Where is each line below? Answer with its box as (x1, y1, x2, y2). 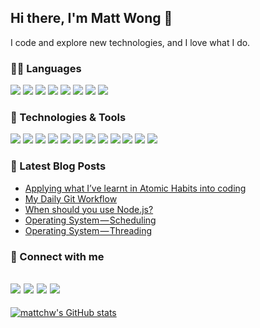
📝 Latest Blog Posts (10, 159, 107, 173)
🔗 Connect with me (10, 249, 105, 263)
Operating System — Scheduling (24, 214, 157, 226)
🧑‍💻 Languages (10, 61, 82, 75)
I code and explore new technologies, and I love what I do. (10, 36, 251, 48)
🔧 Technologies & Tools (10, 111, 127, 125)
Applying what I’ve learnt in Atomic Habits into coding (24, 182, 247, 194)
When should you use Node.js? (24, 203, 154, 215)
